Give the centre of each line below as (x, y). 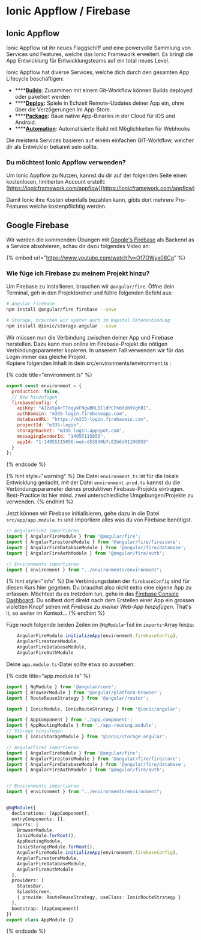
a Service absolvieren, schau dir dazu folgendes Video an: (78, 246)
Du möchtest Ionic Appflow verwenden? (66, 162)
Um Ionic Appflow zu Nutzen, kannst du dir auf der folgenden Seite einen (97, 175)
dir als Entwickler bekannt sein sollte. (52, 147)
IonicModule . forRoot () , (47, 836)
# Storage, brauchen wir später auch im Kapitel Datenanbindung (88, 320)
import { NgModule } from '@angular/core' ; (61, 687)
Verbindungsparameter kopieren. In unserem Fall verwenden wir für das (95, 350)
